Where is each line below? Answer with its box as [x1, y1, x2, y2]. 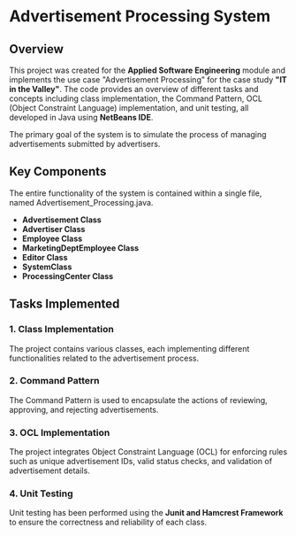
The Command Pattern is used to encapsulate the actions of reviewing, [9, 394, 268, 405]
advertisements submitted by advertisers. [9, 139, 161, 149]
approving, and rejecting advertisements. [9, 404, 159, 415]
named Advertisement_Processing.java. [9, 197, 154, 207]
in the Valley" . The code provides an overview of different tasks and [9, 84, 259, 94]
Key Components [9, 164, 107, 179]
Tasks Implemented [9, 297, 120, 312]
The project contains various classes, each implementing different [9, 343, 250, 353]
